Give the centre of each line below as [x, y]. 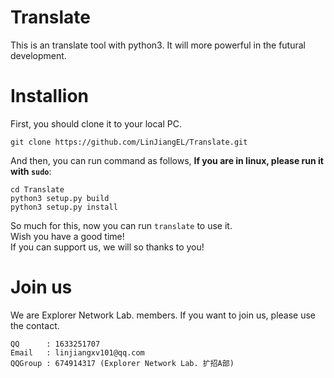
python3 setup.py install [64, 207]
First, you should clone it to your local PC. [96, 123]
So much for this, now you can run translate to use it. [121, 225]
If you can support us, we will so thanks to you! [107, 247]
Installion [49, 96]
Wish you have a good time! [67, 236]
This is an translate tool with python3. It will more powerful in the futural [158, 45]
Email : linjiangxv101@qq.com [77, 352]
